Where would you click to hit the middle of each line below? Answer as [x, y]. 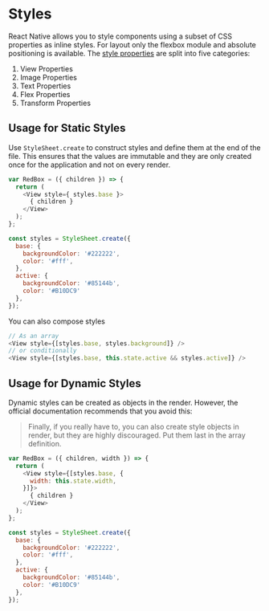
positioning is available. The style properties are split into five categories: [129, 53]
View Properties [47, 68]
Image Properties [49, 77]
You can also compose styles [57, 321]
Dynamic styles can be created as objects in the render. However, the [123, 402]
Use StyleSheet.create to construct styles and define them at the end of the [134, 147]
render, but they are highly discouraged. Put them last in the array [137, 435]
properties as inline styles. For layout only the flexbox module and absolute [132, 44]
